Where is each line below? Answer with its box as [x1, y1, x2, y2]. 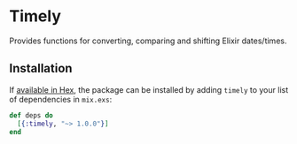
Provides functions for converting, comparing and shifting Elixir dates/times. [9, 35, 287, 46]
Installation [9, 61, 73, 76]
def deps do [9, 110, 53, 120]
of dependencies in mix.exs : [9, 94, 113, 104]
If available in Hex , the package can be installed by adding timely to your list [9, 84, 289, 95]
